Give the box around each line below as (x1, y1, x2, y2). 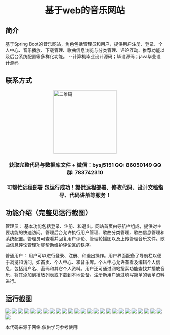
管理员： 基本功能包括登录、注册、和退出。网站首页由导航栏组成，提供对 (5, 223, 157, 229)
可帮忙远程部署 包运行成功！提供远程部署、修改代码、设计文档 (7, 183, 158, 191)
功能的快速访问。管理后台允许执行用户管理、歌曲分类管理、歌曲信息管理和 (9, 229, 165, 236)
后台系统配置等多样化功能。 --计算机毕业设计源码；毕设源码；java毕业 (9, 54, 157, 59)
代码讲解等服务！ (69, 191, 111, 198)
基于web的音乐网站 (45, 5, 125, 16)
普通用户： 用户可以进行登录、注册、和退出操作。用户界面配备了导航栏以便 (5, 253, 162, 259)
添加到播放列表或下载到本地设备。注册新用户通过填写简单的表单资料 (22, 272, 165, 278)
